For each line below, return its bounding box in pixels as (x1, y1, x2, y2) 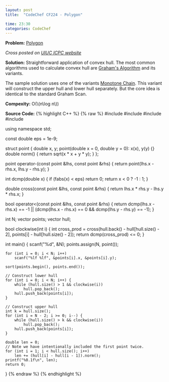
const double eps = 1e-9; (5, 135, 58, 142)
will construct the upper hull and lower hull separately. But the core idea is (5, 86, 160, 92)
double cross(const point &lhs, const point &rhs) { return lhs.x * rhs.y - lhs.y (5, 186, 164, 192)
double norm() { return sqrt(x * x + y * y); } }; (5, 151, 99, 157)
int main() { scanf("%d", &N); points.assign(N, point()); (5, 241, 119, 248)
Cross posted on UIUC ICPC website (5, 50, 82, 56)
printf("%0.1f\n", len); (5, 358, 58, 363)
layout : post (5, 7, 33, 13)
